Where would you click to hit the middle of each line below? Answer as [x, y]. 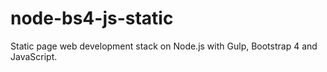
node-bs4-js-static [92, 18]
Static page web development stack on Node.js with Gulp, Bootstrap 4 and [164, 46]
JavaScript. [34, 56]
